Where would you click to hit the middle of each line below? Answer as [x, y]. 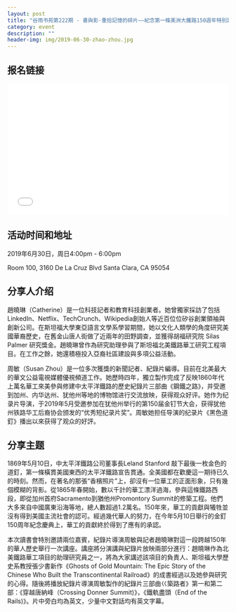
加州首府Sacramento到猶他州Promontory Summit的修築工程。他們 [127, 498]
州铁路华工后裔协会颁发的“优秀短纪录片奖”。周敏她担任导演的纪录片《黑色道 [118, 412]
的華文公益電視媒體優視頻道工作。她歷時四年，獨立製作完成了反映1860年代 [116, 377]
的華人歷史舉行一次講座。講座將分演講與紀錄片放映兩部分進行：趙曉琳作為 [115, 549]
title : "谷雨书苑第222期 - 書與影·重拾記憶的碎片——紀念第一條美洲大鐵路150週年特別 [117, 20]
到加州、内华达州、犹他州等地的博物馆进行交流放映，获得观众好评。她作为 [115, 394]
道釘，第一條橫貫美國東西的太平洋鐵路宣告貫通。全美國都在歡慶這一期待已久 [118, 472]
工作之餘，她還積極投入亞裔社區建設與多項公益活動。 [103, 353]
